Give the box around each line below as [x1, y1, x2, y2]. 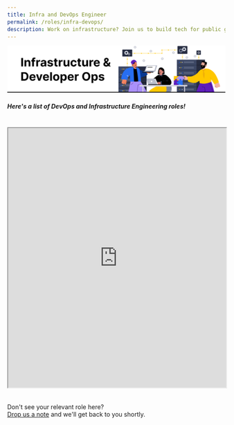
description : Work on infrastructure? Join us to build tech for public [7, 26, 222, 33]
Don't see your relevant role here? [7, 403, 105, 411]
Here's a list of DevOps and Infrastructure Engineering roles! [7, 102, 186, 110]
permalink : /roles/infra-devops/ [7, 18, 104, 26]
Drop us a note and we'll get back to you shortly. [7, 410, 145, 419]
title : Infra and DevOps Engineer [7, 11, 107, 18]
